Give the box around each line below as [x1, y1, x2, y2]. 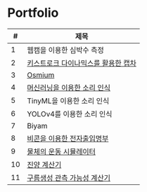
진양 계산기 [27, 160, 62, 170]
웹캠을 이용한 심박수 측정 [27, 45, 104, 55]
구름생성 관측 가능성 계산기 [27, 173, 111, 183]
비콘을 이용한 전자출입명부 [27, 133, 109, 143]
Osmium [27, 70, 55, 80]
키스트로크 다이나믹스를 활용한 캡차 [27, 58, 137, 68]
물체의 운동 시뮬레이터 [27, 146, 96, 156]
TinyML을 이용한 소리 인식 [27, 96, 110, 106]
